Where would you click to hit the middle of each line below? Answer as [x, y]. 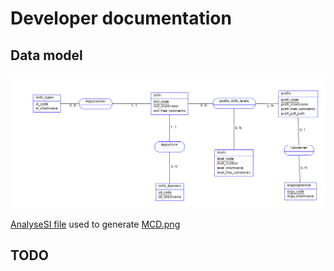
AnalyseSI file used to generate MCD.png [95, 224]
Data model [46, 55]
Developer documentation [121, 18]
